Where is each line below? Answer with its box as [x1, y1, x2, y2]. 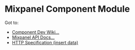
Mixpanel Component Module [4, 3, 130, 15]
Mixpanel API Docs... [11, 34, 55, 40]
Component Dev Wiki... [11, 29, 60, 35]
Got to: [4, 20, 19, 25]
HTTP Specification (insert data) [11, 39, 78, 45]
